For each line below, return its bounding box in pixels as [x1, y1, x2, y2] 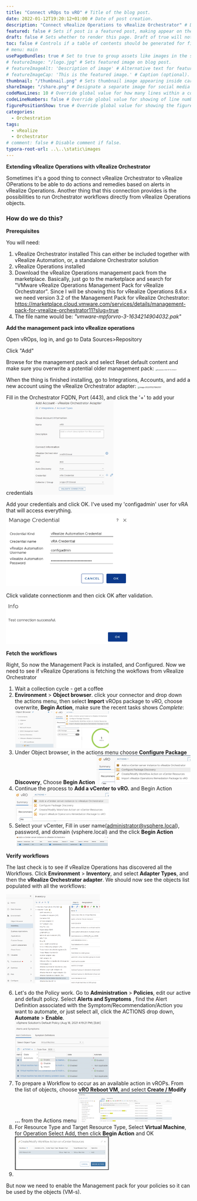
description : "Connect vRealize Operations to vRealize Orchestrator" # [6, 22, 188, 28]
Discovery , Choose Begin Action [14, 778, 96, 786]
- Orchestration [11, 115, 51, 121]
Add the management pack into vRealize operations [6, 325, 135, 332]
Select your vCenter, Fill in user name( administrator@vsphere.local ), [14, 822, 180, 829]
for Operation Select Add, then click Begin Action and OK [14, 1130, 154, 1137]
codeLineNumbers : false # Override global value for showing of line [6, 97, 180, 102]
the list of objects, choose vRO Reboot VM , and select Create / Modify [14, 1086, 186, 1093]
